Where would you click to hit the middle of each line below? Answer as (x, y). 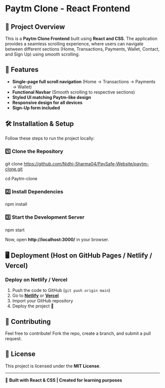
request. (14, 339)
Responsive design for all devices (47, 102)
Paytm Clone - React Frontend (68, 9)
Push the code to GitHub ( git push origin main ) (61, 291)
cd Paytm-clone (21, 178)
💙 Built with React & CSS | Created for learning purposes (64, 380)
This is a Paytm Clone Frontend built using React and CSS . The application (81, 38)
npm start (15, 230)
